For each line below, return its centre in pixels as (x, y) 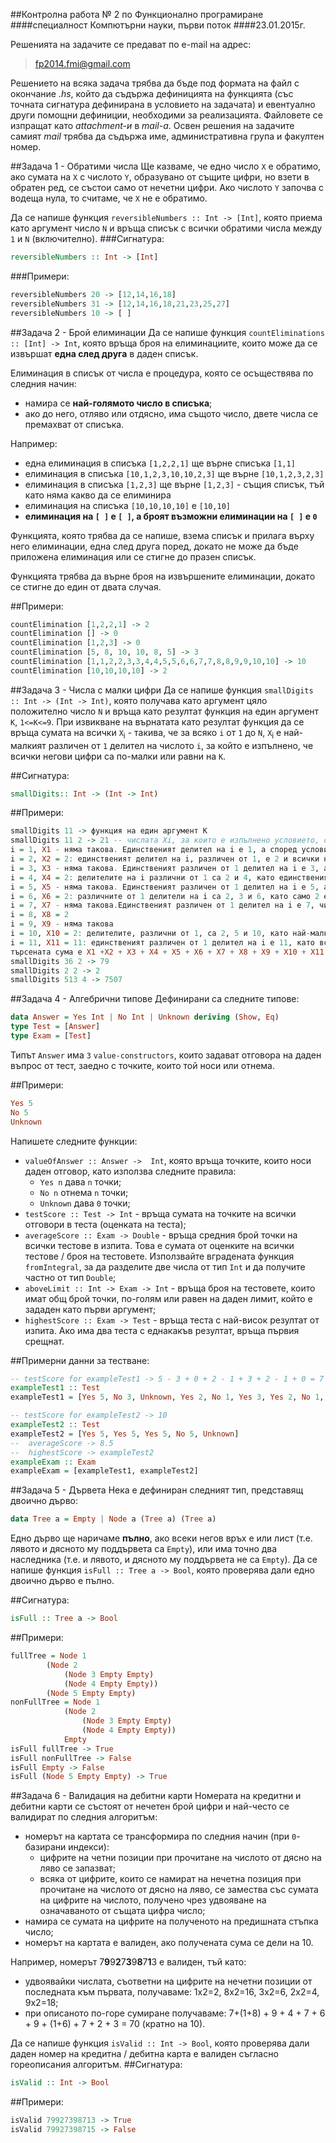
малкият (28, 745)
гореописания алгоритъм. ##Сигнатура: (96, 2065)
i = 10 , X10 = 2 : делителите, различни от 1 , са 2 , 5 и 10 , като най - (160, 934)
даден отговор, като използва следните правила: (130, 1171)
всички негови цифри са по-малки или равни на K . (118, 756)
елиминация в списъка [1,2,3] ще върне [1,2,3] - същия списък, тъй (174, 484)
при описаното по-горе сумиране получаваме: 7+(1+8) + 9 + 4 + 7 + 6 (175, 2013)
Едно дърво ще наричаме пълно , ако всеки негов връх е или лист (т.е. (161, 1538)
